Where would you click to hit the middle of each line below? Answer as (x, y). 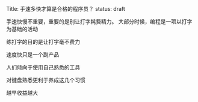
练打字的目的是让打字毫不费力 (43, 42)
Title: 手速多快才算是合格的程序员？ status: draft (66, 9)
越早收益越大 (22, 93)
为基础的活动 (22, 29)
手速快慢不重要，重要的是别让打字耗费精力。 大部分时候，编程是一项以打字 (99, 22)
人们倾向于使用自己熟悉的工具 (43, 67)
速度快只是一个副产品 (32, 55)
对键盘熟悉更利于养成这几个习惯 (46, 80)
